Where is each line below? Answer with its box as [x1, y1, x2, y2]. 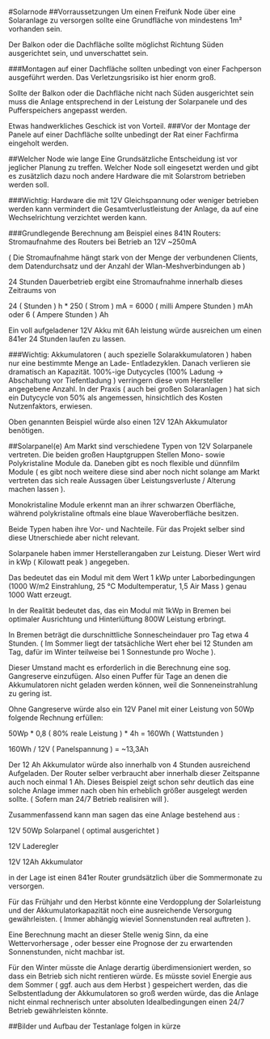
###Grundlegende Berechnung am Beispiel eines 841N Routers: [8, 228, 221, 238]
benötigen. [8, 426, 44, 435]
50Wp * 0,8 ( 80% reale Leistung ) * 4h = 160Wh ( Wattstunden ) [8, 728, 224, 738]
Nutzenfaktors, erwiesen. [8, 401, 93, 411]
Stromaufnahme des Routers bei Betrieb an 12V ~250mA [8, 237, 196, 246]
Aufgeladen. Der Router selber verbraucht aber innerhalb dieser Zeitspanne [8, 769, 260, 778]
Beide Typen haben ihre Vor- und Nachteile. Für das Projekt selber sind [8, 524, 245, 533]
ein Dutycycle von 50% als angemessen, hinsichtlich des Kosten [8, 392, 223, 402]
